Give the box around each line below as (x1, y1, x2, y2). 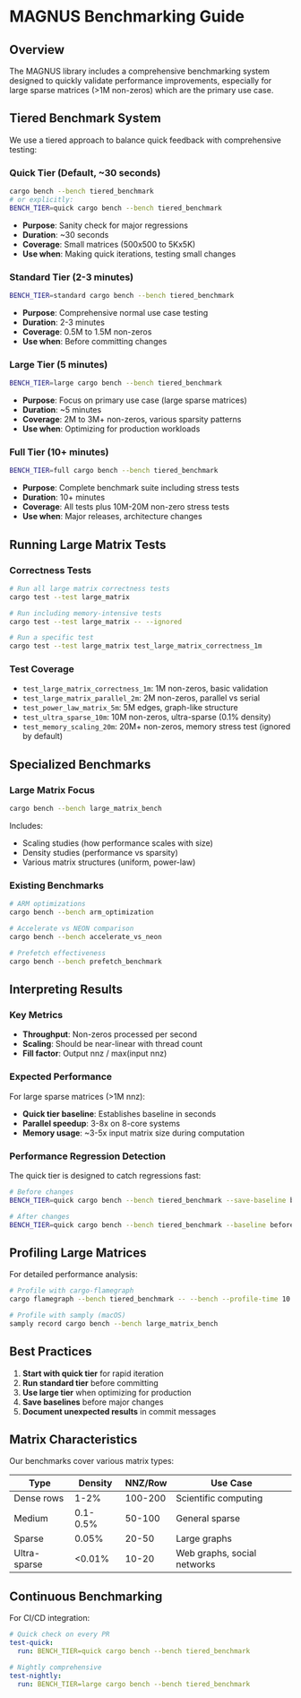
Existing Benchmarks (9, 879, 105, 892)
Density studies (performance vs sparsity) (21, 848, 178, 858)
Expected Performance (9, 1070, 113, 1083)
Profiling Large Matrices (9, 1245, 147, 1260)
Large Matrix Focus (9, 783, 96, 796)
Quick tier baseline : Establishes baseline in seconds (21, 1108, 217, 1119)
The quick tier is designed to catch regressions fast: (9, 1170, 202, 1180)
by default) (21, 731, 64, 742)
